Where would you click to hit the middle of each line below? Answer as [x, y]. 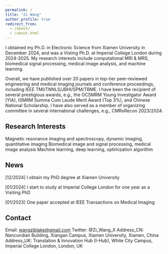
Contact [18, 218]
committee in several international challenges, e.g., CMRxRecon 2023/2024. [84, 111]
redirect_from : [21, 24]
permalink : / [19, 10]
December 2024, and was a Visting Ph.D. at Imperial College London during [83, 53]
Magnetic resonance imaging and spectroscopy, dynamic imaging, [74, 138]
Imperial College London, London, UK [44, 246]
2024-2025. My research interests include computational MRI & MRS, [77, 58]
